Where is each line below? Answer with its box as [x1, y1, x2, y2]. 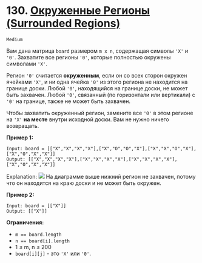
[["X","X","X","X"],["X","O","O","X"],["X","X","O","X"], [47, 145, 197, 151]
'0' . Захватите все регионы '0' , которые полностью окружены [6, 53, 171, 61]
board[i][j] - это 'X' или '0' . [15, 250, 91, 257]
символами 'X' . [6, 60, 47, 67]
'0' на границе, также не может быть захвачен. [6, 98, 130, 105]
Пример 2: [6, 191, 35, 198]
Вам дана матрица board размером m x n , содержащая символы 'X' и [6, 47, 189, 55]
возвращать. [6, 122, 39, 129]
